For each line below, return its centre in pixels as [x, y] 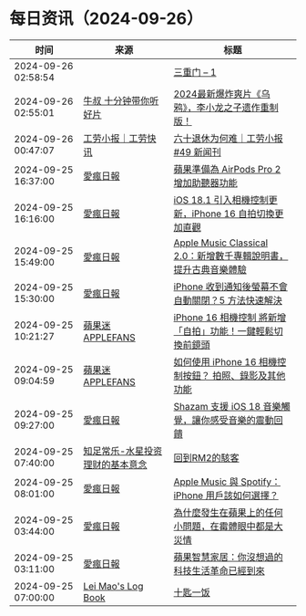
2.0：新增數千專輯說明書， [231, 256]
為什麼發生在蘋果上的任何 [229, 512]
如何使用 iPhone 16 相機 [225, 361]
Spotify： [261, 482]
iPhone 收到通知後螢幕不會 [231, 287]
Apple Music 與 [206, 482]
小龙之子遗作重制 [242, 108]
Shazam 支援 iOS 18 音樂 [228, 406]
